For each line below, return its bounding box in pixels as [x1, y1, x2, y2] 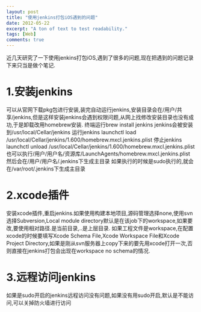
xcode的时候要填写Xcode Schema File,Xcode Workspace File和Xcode [6, 232, 179, 239]
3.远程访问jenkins [6, 270, 96, 284]
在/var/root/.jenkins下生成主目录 [6, 165, 86, 172]
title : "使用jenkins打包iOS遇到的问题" [6, 14, 98, 20]
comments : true [6, 37, 45, 43]
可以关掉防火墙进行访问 [13, 299, 72, 306]
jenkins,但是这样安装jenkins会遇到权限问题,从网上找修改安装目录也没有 [13, 113, 189, 120]
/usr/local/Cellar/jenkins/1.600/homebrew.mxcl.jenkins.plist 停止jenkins [6, 136, 182, 143]
